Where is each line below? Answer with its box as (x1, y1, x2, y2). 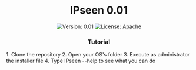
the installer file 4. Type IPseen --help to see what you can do (6, 57, 156, 65)
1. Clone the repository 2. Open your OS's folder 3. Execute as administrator (6, 51, 190, 58)
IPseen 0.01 (69, 4, 128, 17)
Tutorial (87, 38, 111, 46)
